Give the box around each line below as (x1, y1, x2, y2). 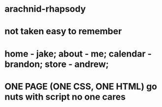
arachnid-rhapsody (4, 3, 86, 15)
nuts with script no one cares (4, 91, 126, 102)
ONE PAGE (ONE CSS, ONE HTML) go (4, 81, 158, 92)
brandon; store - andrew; (4, 59, 109, 69)
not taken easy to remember (4, 26, 122, 37)
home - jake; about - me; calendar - (4, 48, 152, 59)
